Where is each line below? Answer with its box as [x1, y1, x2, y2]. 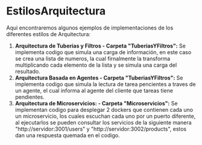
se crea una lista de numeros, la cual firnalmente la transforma [14, 55, 171, 62]
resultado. [14, 67, 40, 75]
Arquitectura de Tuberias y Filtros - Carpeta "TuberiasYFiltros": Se [14, 42, 186, 49]
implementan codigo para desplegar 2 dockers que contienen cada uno [14, 106, 194, 113]
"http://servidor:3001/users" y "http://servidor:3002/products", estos [14, 125, 187, 132]
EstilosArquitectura [6, 4, 106, 18]
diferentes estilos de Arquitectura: [6, 30, 91, 37]
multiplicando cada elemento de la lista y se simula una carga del [14, 61, 177, 69]
